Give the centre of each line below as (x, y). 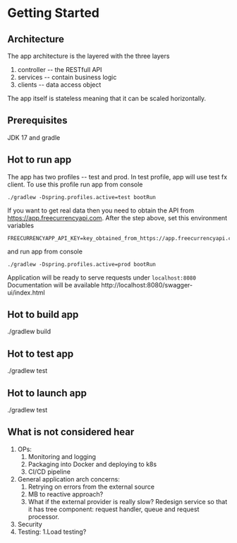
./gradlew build (29, 332)
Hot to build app (43, 315)
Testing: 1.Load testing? (52, 532)
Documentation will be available (54, 285)
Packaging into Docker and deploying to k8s (92, 464)
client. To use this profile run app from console (75, 184)
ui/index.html (26, 292)
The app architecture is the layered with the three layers (89, 56)
